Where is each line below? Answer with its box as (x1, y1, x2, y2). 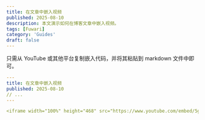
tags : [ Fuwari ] (6, 26, 45, 32)
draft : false (6, 37, 40, 43)
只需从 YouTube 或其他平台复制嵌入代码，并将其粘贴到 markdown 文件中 (6, 55, 189, 62)
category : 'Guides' (6, 32, 56, 38)
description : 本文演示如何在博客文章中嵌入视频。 (6, 20, 120, 26)
